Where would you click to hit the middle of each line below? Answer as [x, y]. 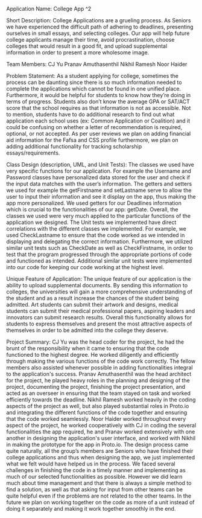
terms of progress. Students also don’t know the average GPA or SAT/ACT [98, 101]
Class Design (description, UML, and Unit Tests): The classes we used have [100, 165]
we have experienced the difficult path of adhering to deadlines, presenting [100, 27]
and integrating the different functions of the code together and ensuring [97, 412]
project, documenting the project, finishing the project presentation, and [96, 387]
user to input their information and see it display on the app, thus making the [101, 197]
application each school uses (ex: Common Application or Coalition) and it [98, 121]
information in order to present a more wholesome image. [78, 53]
